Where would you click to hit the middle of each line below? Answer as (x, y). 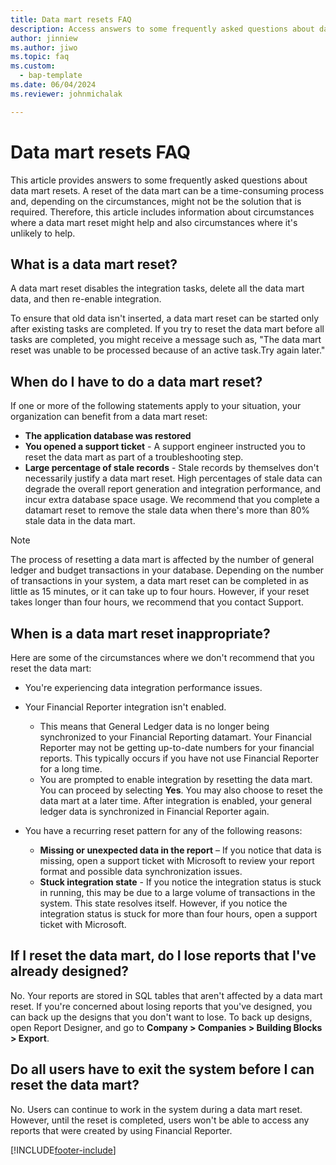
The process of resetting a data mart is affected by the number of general (162, 560)
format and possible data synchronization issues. (141, 871)
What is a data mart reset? (94, 264)
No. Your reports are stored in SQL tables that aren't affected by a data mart (166, 995)
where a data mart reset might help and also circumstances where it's (154, 222)
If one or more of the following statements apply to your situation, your (156, 406)
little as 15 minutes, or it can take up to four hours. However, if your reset (160, 592)
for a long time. (71, 769)
